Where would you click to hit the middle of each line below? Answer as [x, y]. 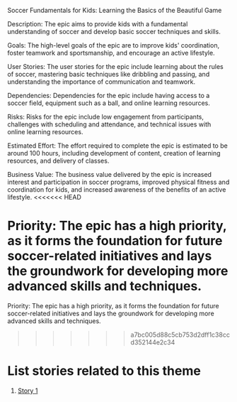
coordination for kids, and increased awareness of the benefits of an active [117, 190]
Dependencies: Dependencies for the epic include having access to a [109, 96]
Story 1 [28, 391]
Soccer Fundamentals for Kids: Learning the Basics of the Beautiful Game [115, 10]
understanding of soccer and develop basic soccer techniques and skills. [114, 32]
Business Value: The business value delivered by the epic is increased [110, 174]
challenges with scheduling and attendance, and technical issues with [109, 124]
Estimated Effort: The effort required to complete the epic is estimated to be [117, 146]
